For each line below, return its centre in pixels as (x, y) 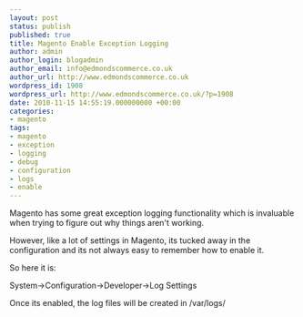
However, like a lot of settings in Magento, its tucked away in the (130, 240)
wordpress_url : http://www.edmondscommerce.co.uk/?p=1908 (121, 94)
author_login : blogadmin (56, 60)
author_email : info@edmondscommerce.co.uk (91, 69)
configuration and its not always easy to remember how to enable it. (137, 251)
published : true (40, 35)
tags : (20, 128)
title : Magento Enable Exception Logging (89, 43)
